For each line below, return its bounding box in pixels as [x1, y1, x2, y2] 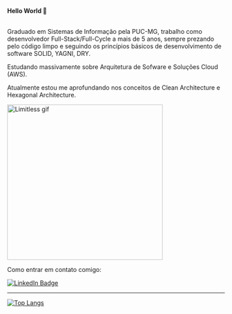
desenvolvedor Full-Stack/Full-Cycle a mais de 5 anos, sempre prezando [7, 35, 215, 43]
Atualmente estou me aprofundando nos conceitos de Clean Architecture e [7, 84, 221, 92]
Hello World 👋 [7, 7, 47, 14]
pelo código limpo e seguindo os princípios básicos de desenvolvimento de [7, 42, 222, 50]
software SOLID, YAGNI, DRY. [7, 50, 91, 57]
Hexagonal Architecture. [7, 91, 77, 99]
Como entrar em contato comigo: [7, 266, 101, 273]
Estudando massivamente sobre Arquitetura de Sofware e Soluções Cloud [7, 63, 219, 71]
